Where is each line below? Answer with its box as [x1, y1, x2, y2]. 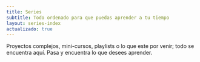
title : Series [6, 9, 42, 15]
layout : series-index [6, 20, 61, 26]
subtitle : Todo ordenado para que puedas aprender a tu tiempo [6, 15, 170, 21]
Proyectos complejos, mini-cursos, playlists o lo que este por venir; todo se [6, 43, 195, 50]
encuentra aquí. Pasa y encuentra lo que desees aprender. [6, 49, 153, 57]
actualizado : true [6, 26, 53, 32]
